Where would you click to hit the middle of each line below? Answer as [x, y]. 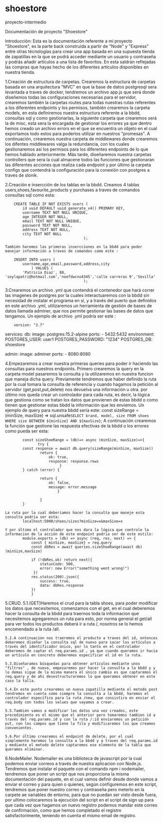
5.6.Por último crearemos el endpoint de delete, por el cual [69, 736]
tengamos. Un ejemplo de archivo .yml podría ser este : [60, 316]
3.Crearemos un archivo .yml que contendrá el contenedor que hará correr [80, 290]
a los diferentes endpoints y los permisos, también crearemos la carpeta [77, 108]
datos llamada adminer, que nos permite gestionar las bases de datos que [79, 311]
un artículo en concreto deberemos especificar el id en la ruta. [74, 655]
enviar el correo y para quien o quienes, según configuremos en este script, [81, 784]
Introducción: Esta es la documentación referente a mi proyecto [69, 41]
